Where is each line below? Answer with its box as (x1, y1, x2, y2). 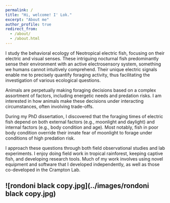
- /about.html (10, 36, 40, 41)
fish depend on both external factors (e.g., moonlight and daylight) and (5, 119, 155, 125)
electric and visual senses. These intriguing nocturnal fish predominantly (5, 55, 159, 61)
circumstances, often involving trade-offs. (5, 103, 94, 109)
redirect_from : (5, 27, 38, 32)
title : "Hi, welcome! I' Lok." (5, 12, 72, 17)
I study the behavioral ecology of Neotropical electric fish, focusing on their (5, 50, 165, 56)
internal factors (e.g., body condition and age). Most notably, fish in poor (5, 124, 159, 130)
